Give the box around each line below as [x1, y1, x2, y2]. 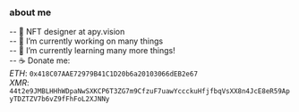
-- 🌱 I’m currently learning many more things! [9, 45, 176, 56]
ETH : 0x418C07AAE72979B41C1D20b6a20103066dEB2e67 [9, 68, 199, 79]
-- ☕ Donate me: [9, 55, 71, 66]
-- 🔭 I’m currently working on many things [9, 36, 164, 46]
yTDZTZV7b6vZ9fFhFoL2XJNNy [9, 95, 110, 104]
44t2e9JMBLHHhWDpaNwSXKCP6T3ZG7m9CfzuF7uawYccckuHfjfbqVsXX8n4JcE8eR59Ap [9, 87, 291, 96]
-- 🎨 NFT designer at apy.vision [9, 27, 125, 37]
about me [9, 6, 52, 19]
